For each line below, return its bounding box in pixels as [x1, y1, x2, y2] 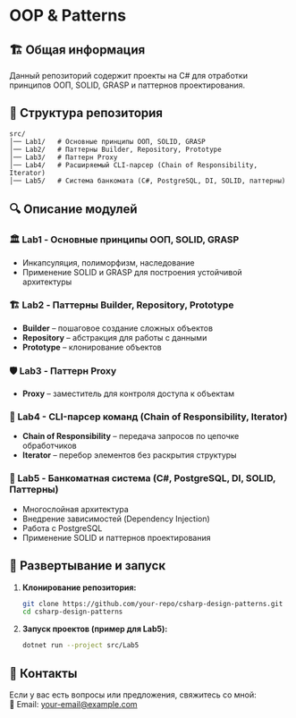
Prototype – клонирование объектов [21, 342, 163, 352]
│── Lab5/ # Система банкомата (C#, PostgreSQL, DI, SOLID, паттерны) [9, 176, 286, 185]
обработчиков [21, 440, 78, 452]
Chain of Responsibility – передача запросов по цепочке [21, 431, 240, 442]
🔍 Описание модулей [9, 202, 138, 217]
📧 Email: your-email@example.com [9, 698, 138, 709]
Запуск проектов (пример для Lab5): [21, 623, 168, 635]
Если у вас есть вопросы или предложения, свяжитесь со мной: [9, 689, 257, 700]
